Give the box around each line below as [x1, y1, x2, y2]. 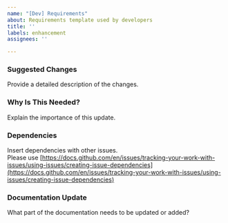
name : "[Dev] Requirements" [7, 10, 88, 17]
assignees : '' [7, 36, 48, 43]
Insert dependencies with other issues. [7, 146, 118, 155]
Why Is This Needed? [7, 97, 81, 107]
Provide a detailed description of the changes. [7, 80, 139, 88]
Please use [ [7, 153, 43, 162]
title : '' [7, 23, 36, 30]
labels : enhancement [7, 29, 67, 37]
